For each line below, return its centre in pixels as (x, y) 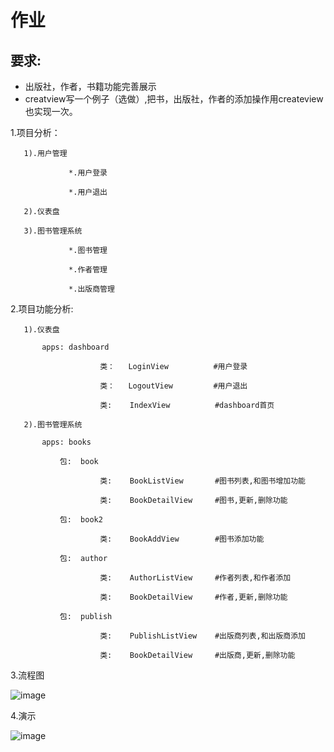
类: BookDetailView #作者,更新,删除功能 (193, 597)
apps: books (66, 442)
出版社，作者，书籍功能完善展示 (90, 86)
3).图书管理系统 (53, 231)
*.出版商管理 (91, 289)
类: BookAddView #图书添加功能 (182, 539)
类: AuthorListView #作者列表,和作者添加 (195, 578)
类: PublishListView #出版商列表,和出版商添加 (203, 636)
